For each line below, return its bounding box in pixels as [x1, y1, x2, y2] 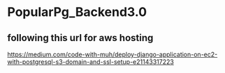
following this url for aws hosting [7, 32, 154, 44]
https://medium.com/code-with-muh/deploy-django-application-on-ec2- [7, 50, 218, 58]
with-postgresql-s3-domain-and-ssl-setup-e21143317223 [7, 58, 175, 66]
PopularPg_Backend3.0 [7, 4, 147, 20]
